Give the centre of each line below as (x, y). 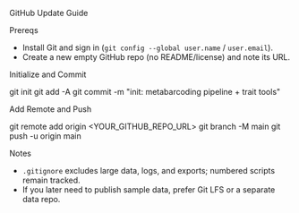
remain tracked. (51, 180)
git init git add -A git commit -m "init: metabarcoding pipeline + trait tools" (145, 92)
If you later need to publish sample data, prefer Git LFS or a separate (149, 190)
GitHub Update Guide (49, 13)
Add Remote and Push (51, 109)
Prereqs (24, 30)
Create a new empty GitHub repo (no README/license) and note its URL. (156, 57)
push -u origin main (46, 136)
